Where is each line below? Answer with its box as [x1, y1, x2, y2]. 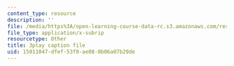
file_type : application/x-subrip [7, 29, 104, 36]
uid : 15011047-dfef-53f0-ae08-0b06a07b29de [7, 49, 136, 56]
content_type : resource [7, 10, 77, 17]
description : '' [7, 16, 54, 23]
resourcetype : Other [7, 36, 68, 43]
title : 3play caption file [7, 42, 86, 49]
